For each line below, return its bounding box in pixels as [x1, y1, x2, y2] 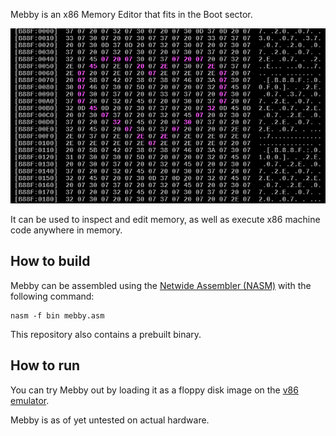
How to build [10, 253, 91, 270]
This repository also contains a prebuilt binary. [10, 328, 202, 340]
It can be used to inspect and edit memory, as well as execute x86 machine [10, 214, 321, 225]
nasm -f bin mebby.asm [10, 310, 105, 321]
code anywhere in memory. [10, 224, 123, 236]
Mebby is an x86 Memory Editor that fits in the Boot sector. [10, 9, 253, 20]
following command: [10, 290, 95, 302]
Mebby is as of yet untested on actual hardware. [10, 414, 210, 426]
